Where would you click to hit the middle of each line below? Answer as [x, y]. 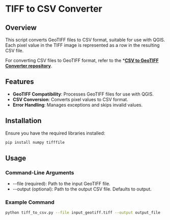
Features [20, 82]
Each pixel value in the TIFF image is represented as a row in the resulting [82, 45]
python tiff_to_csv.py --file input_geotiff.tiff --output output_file [83, 213]
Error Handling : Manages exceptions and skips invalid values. [78, 105]
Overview [21, 28]
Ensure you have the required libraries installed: [55, 133]
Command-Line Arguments [40, 172]
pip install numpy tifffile [35, 142]
